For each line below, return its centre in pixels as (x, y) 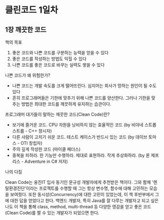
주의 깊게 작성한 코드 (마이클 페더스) (46, 149)
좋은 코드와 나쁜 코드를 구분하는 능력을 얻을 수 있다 (60, 53)
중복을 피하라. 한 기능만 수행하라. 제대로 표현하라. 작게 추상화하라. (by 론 (81, 155)
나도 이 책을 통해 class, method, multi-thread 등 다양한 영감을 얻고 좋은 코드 (78, 207)
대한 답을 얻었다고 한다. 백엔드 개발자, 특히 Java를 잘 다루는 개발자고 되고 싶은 (84, 200)
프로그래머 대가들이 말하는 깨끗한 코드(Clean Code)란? (57, 114)
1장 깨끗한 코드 (26, 30)
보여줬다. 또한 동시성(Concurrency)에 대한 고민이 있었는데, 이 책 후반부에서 (82, 194)
